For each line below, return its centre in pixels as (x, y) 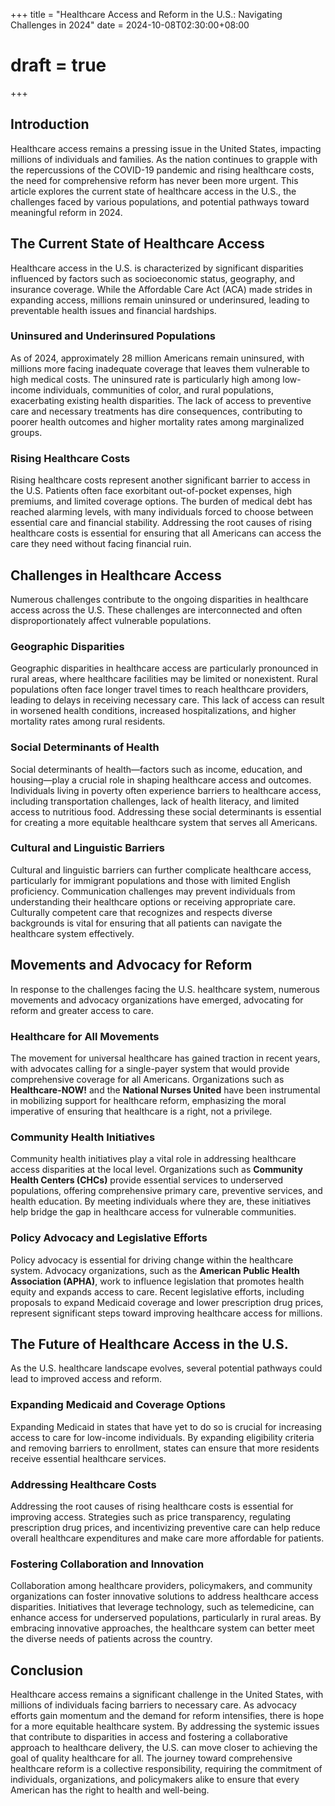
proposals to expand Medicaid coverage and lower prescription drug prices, (167, 1302)
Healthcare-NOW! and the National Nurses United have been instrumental (165, 1090)
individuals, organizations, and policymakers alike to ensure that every (155, 1780)
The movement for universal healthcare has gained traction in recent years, (165, 1058)
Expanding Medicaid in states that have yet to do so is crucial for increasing (166, 1426)
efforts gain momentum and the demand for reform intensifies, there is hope (167, 1716)
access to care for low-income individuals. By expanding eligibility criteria (162, 1437)
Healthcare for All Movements (85, 1036)
